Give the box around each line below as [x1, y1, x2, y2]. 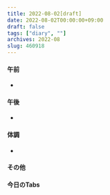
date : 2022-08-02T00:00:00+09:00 [7, 17, 104, 24]
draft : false [7, 23, 45, 30]
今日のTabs [7, 180, 40, 189]
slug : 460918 [7, 42, 45, 49]
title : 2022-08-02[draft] [7, 10, 82, 17]
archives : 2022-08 [7, 36, 60, 43]
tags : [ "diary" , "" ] [7, 29, 67, 37]
